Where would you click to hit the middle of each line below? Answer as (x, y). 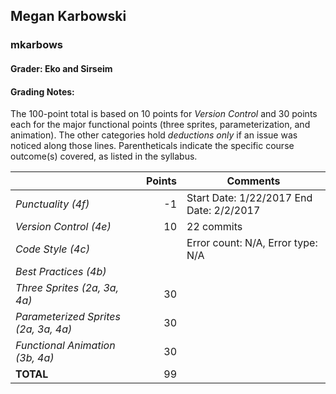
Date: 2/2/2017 (223, 211)
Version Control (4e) (63, 227)
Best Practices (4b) (61, 272)
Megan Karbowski (68, 16)
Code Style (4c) (52, 249)
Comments (253, 181)
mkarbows (37, 45)
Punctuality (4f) (52, 204)
